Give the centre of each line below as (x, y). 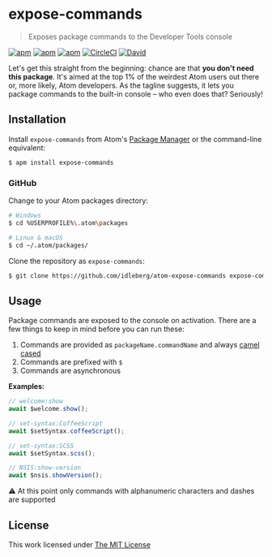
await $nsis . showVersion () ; (56, 476)
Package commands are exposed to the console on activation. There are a (132, 321)
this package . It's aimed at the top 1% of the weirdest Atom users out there (134, 76)
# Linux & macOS (36, 237)
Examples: (26, 386)
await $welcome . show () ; (49, 409)
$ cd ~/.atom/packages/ (49, 245)
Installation (37, 120)
